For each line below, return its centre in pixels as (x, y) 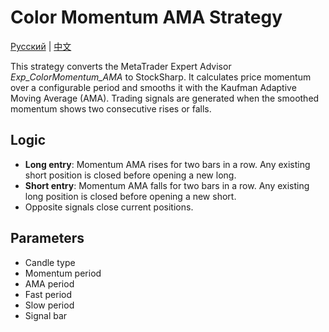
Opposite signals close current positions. (109, 207)
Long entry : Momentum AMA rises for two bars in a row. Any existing (167, 164)
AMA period (49, 283)
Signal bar (46, 315)
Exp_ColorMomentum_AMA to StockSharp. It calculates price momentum (161, 77)
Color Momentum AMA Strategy (146, 17)
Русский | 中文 (41, 46)
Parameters (47, 238)
